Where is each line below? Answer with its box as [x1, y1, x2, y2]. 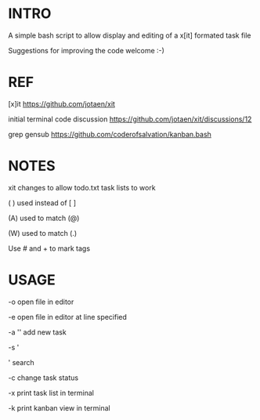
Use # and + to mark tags [8, 244, 91, 253]
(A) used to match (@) [8, 213, 80, 223]
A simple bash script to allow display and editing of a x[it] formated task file [8, 31, 252, 40]
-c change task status [8, 373, 79, 382]
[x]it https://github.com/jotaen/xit [8, 99, 116, 108]
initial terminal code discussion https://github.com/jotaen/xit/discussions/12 [8, 114, 252, 124]
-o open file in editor [8, 297, 74, 306]
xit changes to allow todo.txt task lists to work [8, 183, 156, 192]
